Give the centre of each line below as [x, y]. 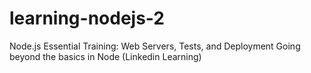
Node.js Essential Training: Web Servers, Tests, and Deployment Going [155, 46]
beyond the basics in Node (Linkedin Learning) [105, 56]
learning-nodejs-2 [87, 18]
